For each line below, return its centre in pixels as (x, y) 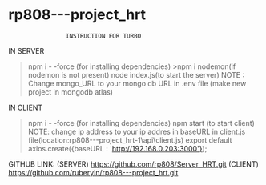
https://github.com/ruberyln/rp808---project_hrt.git (93, 172)
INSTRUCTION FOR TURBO (103, 36)
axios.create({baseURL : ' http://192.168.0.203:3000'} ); (117, 148)
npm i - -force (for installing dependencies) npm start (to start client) (141, 123)
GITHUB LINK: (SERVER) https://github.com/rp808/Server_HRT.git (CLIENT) (133, 164)
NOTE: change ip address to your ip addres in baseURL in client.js (137, 131)
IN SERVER (26, 50)
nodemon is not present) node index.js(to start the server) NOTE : (136, 74)
